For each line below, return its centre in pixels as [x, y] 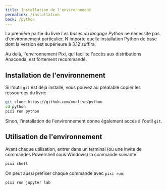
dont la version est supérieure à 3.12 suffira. [51, 44]
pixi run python [22, 111]
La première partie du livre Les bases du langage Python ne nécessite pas [82, 34]
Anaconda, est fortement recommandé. [46, 59]
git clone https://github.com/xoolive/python [54, 102]
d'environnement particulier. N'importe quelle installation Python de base [81, 39]
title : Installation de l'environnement [48, 10]
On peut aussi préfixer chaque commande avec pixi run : [65, 173]
